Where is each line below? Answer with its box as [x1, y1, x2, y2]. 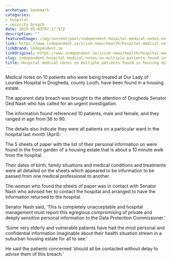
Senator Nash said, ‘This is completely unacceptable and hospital [5, 204, 143, 210]
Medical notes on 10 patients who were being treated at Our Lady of [5, 74, 149, 80]
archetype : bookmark [5, 7, 50, 13]
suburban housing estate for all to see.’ [5, 236, 88, 242]
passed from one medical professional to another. [5, 173, 111, 179]
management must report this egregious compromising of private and [5, 209, 153, 216]
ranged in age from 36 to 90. [5, 116, 66, 122]
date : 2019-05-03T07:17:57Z [5, 27, 66, 32]
